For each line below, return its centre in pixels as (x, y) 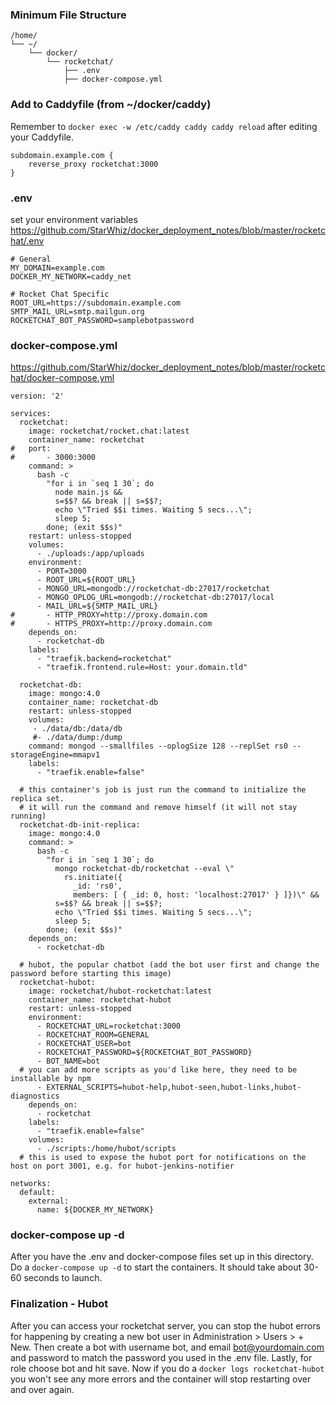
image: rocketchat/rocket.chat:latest (109, 431)
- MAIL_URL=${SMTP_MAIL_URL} (97, 606)
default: (37, 1193)
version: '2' (37, 396)
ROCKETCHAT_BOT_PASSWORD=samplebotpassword (102, 320)
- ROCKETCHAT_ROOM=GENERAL (93, 1035)
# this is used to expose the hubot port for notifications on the (163, 1158)
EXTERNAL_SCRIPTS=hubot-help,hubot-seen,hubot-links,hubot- (174, 1088)
